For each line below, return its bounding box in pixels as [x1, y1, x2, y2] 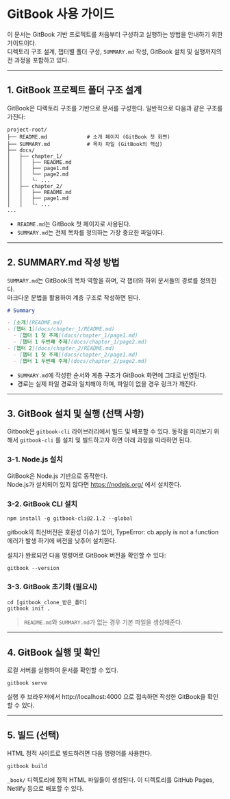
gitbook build [7, 763, 48, 770]
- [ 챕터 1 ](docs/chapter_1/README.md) [7, 326, 115, 333]
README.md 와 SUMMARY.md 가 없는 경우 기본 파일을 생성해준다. [23, 618, 183, 626]
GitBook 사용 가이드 [7, 6, 115, 22]
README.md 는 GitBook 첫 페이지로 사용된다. [16, 219, 131, 228]
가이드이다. [7, 38, 37, 47]
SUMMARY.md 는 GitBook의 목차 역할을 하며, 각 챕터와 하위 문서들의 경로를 [7, 276, 199, 285]
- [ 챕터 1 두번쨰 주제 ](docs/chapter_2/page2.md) [13, 357, 148, 364]
